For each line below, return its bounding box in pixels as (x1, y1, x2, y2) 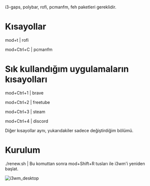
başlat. (5, 166, 18, 171)
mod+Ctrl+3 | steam (5, 109, 45, 115)
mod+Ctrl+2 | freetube (5, 99, 50, 105)
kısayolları (5, 74, 47, 85)
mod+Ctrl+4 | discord (5, 118, 48, 124)
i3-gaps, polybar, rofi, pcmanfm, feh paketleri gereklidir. (5, 4, 117, 10)
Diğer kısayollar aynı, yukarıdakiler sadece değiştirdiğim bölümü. (5, 127, 134, 133)
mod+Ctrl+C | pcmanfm (5, 46, 53, 52)
